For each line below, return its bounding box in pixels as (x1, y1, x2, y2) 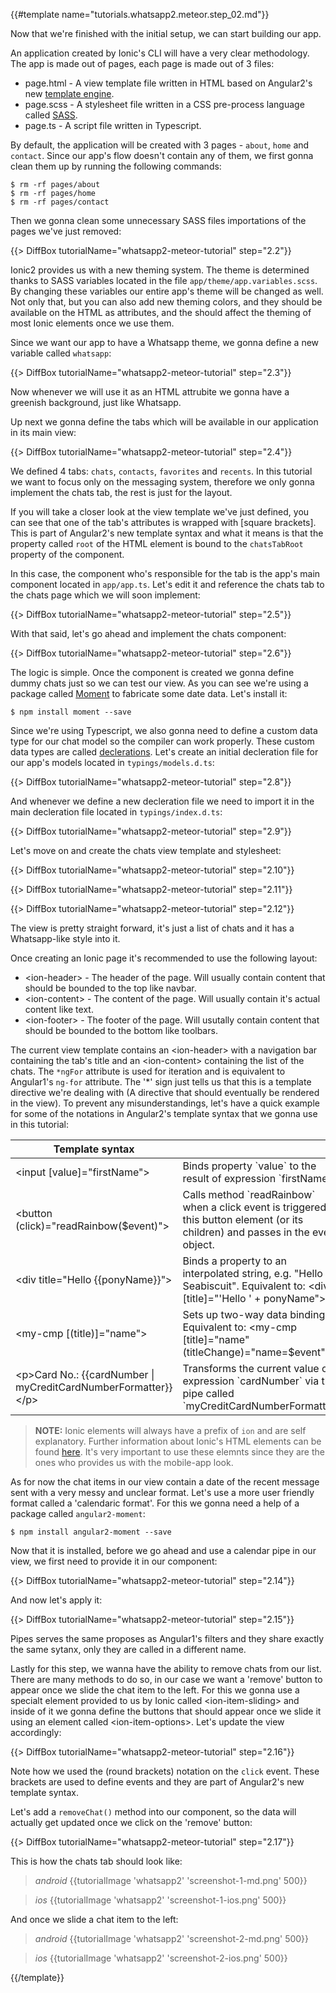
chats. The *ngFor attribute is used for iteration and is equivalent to (10, 1065, 286, 1077)
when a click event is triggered (182, 1200, 327, 1214)
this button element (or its (182, 1213, 304, 1226)
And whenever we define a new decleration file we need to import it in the (10, 795, 315, 807)
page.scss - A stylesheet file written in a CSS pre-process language (24, 99, 305, 110)
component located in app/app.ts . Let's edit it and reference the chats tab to (10, 579, 325, 590)
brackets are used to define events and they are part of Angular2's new (10, 1776, 305, 1788)
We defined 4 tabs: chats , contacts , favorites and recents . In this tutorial (10, 465, 313, 477)
